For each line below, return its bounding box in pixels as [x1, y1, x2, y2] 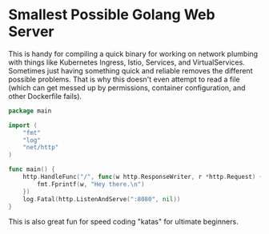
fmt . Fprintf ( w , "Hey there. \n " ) [37, 180, 146, 188]
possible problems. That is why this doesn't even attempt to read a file [8, 74, 240, 84]
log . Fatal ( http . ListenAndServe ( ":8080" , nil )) [22, 195, 181, 203]
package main [8, 106, 52, 115]
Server [8, 22, 54, 41]
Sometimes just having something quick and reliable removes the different [8, 65, 253, 75]
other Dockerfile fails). [8, 91, 82, 101]
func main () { [8, 165, 56, 173]
